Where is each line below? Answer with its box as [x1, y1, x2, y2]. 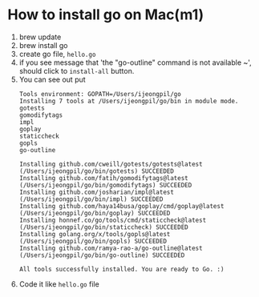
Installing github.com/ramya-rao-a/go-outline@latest [18, 244, 203, 252]
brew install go [18, 40, 68, 50]
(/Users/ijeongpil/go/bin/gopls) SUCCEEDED [18, 237, 168, 245]
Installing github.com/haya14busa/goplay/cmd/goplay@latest [18, 202, 225, 210]
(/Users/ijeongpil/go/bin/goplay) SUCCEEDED [18, 209, 171, 217]
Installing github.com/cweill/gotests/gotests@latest [18, 160, 203, 168]
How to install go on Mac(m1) [7, 6, 204, 24]
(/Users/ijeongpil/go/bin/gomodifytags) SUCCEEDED [18, 181, 192, 189]
